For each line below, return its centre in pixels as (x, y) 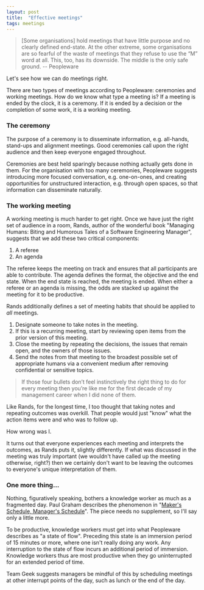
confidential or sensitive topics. (55, 370)
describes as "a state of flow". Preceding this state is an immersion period (99, 536)
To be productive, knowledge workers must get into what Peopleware (93, 530)
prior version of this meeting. (51, 337)
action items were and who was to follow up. (62, 420)
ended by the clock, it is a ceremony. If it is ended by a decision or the (94, 103)
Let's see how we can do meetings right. (57, 78)
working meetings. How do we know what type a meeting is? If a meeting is (101, 97)
